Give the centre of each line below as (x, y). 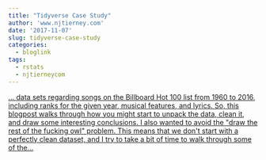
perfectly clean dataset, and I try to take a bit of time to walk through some (130, 139)
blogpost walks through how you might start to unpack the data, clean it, (127, 114)
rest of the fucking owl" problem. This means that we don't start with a (123, 131)
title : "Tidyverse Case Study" (60, 15)
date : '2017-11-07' (40, 30)
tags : (17, 60)
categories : (28, 45)
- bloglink (33, 52)
